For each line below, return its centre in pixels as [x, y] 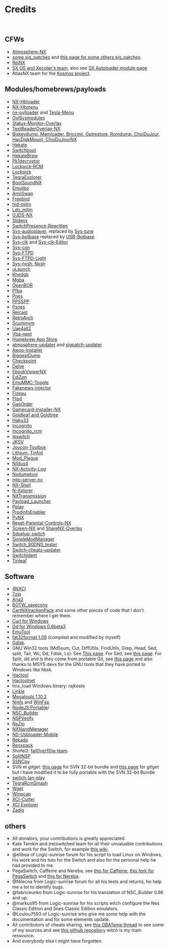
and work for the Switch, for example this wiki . [60, 849]
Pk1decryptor [26, 161]
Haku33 [20, 420]
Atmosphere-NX [29, 51]
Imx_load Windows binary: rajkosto [49, 686]
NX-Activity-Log [29, 469]
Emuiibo [20, 188]
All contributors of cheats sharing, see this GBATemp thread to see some [88, 925]
